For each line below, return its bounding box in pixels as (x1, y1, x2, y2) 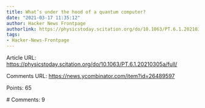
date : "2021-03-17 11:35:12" (6, 15, 81, 21)
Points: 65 (6, 84, 32, 92)
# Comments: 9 (6, 96, 45, 103)
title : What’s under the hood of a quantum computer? (6, 9, 146, 15)
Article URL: (6, 54, 37, 61)
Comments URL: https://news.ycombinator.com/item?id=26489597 (6, 73, 175, 79)
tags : (6, 32, 20, 38)
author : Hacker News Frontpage (6, 20, 86, 26)
